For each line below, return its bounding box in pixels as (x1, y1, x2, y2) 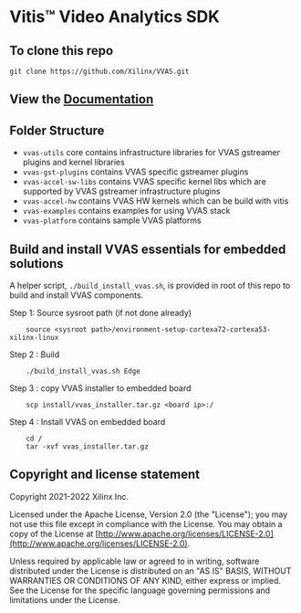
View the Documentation (9, 91, 154, 107)
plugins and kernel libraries (22, 157, 125, 168)
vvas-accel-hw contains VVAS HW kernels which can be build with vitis (22, 196, 289, 206)
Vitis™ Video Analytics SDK (9, 6, 221, 27)
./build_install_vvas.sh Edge (26, 367, 141, 376)
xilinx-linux (9, 333, 59, 343)
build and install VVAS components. (9, 290, 144, 301)
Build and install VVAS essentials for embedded (9, 241, 286, 257)
